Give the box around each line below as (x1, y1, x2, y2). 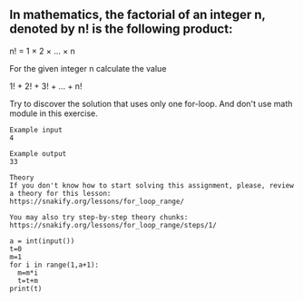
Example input (9, 125, 64, 134)
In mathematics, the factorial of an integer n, (9, 7, 266, 23)
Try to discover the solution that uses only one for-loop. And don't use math (9, 98, 293, 109)
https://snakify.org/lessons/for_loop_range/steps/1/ (9, 220, 218, 229)
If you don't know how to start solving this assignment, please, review (9, 180, 295, 190)
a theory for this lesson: (9, 189, 112, 198)
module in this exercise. (9, 108, 98, 119)
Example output (9, 149, 67, 158)
